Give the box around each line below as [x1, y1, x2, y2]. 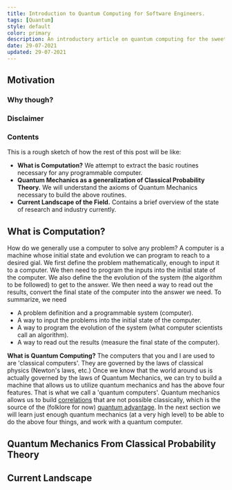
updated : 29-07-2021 [7, 49, 67, 56]
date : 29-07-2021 [7, 42, 57, 49]
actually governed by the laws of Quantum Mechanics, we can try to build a [7, 374, 222, 382]
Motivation [7, 74, 55, 87]
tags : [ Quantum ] [7, 17, 54, 24]
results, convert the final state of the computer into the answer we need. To [7, 288, 222, 296]
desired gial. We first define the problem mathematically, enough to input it [7, 259, 220, 267]
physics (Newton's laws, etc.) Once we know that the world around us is [7, 366, 213, 374]
